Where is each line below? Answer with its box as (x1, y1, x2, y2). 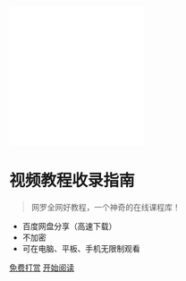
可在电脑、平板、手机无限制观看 (21, 243, 140, 253)
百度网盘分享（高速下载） (21, 220, 117, 231)
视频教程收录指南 (9, 171, 136, 191)
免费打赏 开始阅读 (9, 262, 74, 273)
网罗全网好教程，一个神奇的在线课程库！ (30, 201, 181, 212)
